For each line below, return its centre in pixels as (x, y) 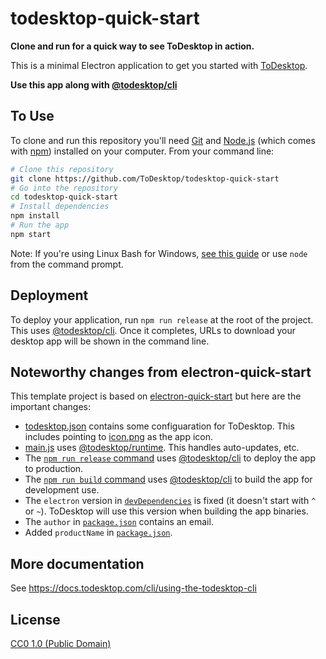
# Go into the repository (64, 188)
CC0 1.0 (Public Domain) (61, 643)
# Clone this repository (62, 169)
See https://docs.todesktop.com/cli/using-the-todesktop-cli (133, 588)
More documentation (77, 563)
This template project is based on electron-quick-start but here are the (156, 396)
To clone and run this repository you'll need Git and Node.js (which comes (163, 140)
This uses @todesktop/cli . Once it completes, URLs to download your (153, 330)
